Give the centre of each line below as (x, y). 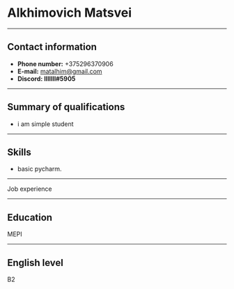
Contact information (52, 47)
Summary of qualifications (66, 107)
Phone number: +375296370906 (65, 63)
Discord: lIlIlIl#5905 (46, 79)
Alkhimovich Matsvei (70, 13)
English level (36, 263)
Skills (19, 152)
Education (30, 217)
